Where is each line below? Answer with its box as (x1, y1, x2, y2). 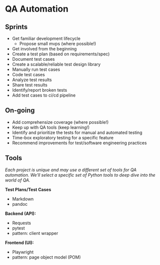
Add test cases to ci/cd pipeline (12, 92, 76, 98)
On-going (5, 106, 35, 115)
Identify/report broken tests (12, 87, 67, 93)
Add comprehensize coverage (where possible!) (12, 119, 109, 125)
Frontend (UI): (5, 239, 34, 246)
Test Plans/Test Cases (5, 186, 52, 192)
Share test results (12, 82, 48, 88)
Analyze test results (12, 77, 52, 83)
